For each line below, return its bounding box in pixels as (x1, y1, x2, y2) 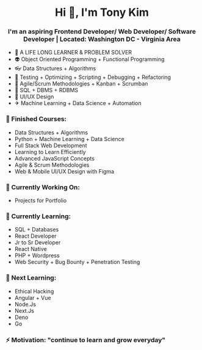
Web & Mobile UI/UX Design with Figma (14, 167, 114, 175)
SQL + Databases (14, 226, 59, 233)
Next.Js (14, 307, 35, 314)
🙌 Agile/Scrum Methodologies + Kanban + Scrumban (14, 80, 148, 87)
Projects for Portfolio (14, 197, 67, 204)
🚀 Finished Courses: (5, 115, 67, 123)
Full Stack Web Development (14, 142, 87, 149)
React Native (14, 246, 47, 253)
